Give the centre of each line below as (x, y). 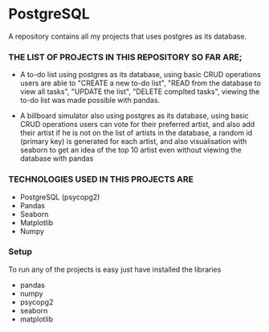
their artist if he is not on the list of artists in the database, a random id (136, 133)
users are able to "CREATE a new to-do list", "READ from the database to (140, 83)
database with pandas (57, 158)
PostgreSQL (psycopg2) (60, 197)
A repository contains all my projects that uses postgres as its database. (128, 36)
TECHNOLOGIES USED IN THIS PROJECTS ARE (101, 179)
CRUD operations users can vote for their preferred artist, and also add (137, 125)
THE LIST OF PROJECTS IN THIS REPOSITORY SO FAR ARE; (125, 57)
